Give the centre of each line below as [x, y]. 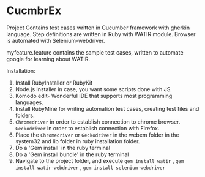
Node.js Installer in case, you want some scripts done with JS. [94, 89]
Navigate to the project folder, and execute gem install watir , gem [99, 160]
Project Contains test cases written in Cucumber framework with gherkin [98, 28]
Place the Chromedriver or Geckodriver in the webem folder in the [97, 135]
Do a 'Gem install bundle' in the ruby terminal [72, 154]
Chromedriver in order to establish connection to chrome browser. [98, 122]
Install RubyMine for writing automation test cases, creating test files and [107, 108]
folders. [25, 115]
